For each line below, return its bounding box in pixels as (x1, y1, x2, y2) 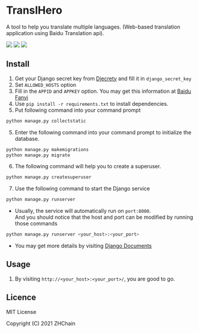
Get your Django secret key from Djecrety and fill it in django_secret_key (14, 75, 192, 82)
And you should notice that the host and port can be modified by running (14, 213, 193, 221)
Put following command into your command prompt (14, 106, 141, 114)
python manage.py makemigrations (6, 146, 89, 152)
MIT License (6, 308, 37, 315)
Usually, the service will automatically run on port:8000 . (14, 208, 151, 215)
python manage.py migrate (6, 152, 70, 158)
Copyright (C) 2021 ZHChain (6, 319, 76, 327)
